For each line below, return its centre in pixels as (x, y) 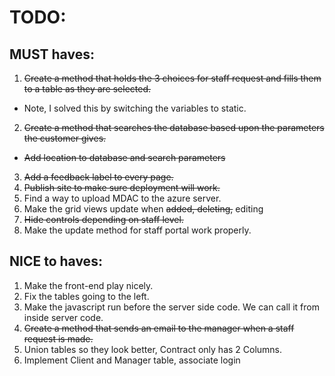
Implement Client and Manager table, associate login (132, 360)
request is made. (58, 338)
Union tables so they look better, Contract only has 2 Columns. (153, 349)
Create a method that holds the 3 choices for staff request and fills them (172, 78)
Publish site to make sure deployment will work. (122, 187)
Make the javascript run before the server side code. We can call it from (171, 307)
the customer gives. (65, 138)
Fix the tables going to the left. (86, 296)
